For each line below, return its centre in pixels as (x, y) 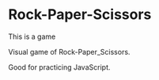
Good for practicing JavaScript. (59, 67)
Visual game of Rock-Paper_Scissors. (69, 51)
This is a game (32, 36)
